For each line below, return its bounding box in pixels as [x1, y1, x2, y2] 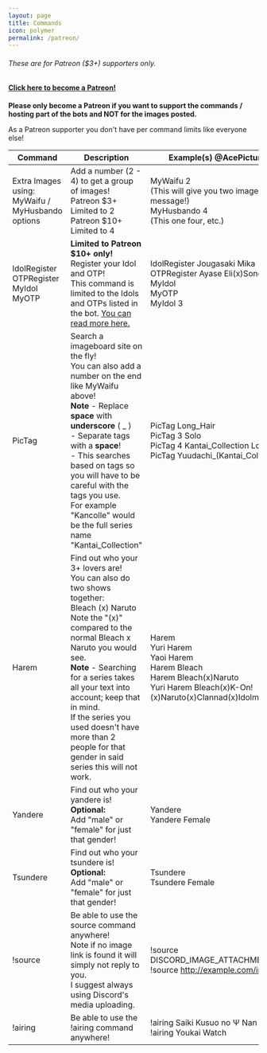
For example [70, 500, 117, 511]
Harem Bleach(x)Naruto [149, 672, 239, 683]
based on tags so [70, 460, 135, 471]
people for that [70, 742, 126, 753]
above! [70, 391, 96, 402]
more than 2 [70, 731, 116, 743]
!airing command [70, 1022, 133, 1033]
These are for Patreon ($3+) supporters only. [8, 58, 157, 68]
